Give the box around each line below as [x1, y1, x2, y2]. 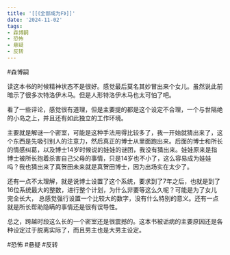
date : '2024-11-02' [7, 16, 63, 23]
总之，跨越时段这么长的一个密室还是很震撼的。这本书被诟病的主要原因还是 [7, 217, 217, 226]
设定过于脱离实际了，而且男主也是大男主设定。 [12, 226, 145, 234]
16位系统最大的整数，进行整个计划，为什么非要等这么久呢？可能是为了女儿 [7, 185, 218, 193]
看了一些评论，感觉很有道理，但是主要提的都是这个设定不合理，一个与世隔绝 [7, 105, 223, 113]
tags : [7, 23, 23, 29]
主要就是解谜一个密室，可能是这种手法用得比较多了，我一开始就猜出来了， [7, 128, 217, 137]
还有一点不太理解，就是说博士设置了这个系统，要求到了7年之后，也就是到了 [7, 177, 220, 185]
